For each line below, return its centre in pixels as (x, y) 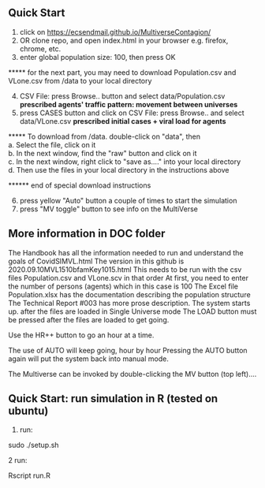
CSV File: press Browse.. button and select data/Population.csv (122, 96)
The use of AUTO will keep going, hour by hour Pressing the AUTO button (128, 350)
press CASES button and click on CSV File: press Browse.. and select (132, 113)
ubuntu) (28, 411)
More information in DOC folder (87, 234)
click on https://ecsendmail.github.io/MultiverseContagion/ (115, 32)
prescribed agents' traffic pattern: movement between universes (129, 104)
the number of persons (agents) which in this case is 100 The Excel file (123, 286)
